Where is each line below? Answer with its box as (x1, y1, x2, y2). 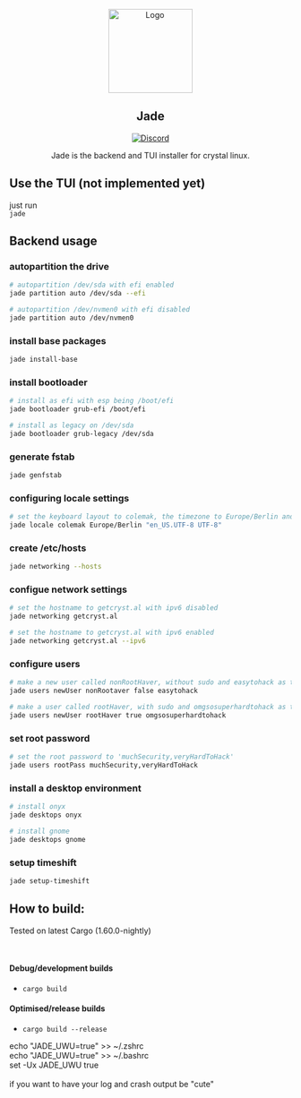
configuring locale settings (9, 492, 130, 504)
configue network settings (9, 583, 128, 596)
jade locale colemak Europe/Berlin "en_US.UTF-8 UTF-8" (9, 520, 222, 530)
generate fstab (9, 450, 75, 463)
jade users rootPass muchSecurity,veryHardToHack (9, 760, 199, 769)
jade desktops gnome (9, 835, 87, 844)
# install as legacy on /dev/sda (9, 421, 134, 430)
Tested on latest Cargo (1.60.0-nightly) (9, 925, 152, 936)
